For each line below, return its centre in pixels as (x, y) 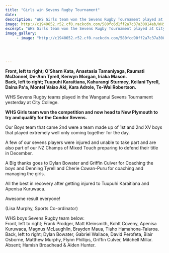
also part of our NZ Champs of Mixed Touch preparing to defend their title (82, 148)
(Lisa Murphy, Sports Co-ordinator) (41, 209)
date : (11, 15)
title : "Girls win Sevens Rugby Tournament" (53, 10)
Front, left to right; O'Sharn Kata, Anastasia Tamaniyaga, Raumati (75, 71)
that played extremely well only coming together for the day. (67, 133)
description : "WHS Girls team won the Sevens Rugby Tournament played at (84, 19)
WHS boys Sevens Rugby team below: (45, 218)
